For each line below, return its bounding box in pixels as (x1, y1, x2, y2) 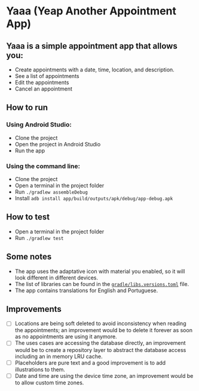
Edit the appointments (14, 79, 69, 86)
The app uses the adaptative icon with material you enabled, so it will (14, 267, 185, 275)
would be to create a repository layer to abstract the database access (14, 346, 186, 353)
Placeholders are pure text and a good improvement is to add (14, 359, 166, 366)
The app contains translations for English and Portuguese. (14, 287, 158, 294)
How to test (6, 212, 50, 222)
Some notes (6, 252, 52, 262)
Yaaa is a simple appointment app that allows (6, 41, 177, 51)
